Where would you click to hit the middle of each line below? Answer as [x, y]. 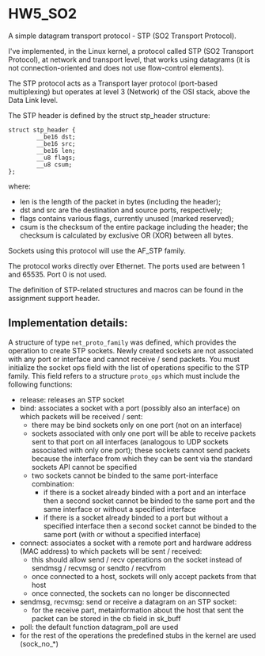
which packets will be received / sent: [81, 416]
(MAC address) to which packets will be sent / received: [111, 551]
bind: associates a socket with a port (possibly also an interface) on [130, 408]
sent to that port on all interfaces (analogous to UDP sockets [130, 441]
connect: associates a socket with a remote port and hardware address [135, 543]
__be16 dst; [57, 137]
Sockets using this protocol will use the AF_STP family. [97, 250]
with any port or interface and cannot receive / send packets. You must [124, 359]
